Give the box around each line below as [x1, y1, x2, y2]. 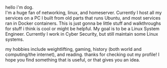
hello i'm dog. [5, 5, 34, 10]
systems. [5, 36, 24, 42]
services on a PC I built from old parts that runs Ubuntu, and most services [5, 15, 161, 21]
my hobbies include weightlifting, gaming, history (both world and [5, 46, 142, 52]
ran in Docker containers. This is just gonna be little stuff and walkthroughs [5, 20, 161, 26]
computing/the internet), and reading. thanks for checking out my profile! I [5, 51, 160, 57]
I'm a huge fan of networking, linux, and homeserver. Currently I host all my [5, 10, 162, 16]
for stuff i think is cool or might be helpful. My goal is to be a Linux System [5, 26, 160, 32]
